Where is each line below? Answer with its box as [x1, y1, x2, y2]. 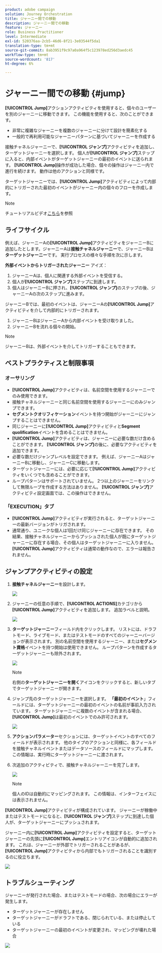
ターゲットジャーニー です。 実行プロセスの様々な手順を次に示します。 [5, 252, 145, 258]
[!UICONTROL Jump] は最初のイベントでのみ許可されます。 [12, 714, 131, 720]
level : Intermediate [5, 35, 47, 39]
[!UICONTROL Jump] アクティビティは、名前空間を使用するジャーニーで [12, 387, 156, 393]
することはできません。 [16, 417, 63, 423]
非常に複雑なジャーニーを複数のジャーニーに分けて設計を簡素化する [12, 127, 147, 134]
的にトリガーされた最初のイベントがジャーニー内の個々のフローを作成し [5, 185, 149, 191]
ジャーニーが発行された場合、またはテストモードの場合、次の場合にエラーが [5, 892, 158, 898]
